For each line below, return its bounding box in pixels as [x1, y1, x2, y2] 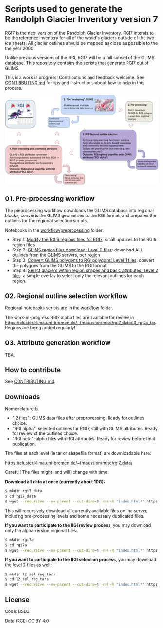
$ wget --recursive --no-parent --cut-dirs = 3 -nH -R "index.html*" [5, 499, 145, 504]
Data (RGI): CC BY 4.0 [5, 618, 49, 624]
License [5, 595, 30, 604]
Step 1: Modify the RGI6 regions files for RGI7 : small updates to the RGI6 [12, 237, 157, 243]
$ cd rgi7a [5, 542, 27, 548]
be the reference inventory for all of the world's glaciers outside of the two [5, 35, 155, 41]
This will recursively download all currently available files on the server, [5, 507, 148, 514]
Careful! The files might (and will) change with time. [5, 469, 109, 475]
